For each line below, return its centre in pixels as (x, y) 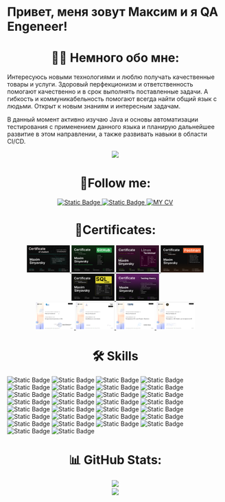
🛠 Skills (115, 356)
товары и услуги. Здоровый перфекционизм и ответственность (100, 84)
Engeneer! (37, 26)
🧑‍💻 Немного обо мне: (115, 58)
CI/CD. (16, 141)
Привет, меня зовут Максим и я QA (113, 12)
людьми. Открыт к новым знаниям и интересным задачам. (94, 106)
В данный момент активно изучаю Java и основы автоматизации (103, 119)
